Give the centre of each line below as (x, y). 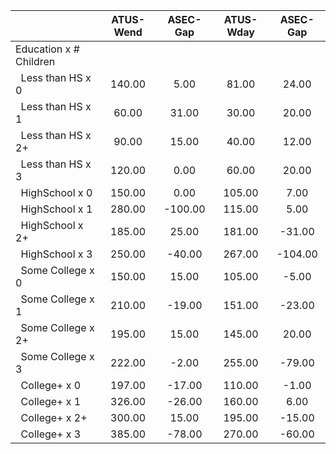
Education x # (47, 49)
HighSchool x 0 (56, 192)
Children (35, 61)
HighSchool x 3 (56, 254)
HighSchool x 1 (56, 209)
